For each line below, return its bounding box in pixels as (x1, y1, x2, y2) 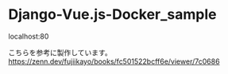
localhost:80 (8, 31, 49, 41)
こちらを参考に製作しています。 (8, 47, 113, 57)
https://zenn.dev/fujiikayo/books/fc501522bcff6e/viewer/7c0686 (8, 57, 220, 66)
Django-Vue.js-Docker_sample (8, 6, 217, 24)
